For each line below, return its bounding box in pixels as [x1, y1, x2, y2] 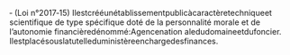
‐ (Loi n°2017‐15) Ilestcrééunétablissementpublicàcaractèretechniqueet [9, 8, 273, 18]
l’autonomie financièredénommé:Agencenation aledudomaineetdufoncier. [9, 27, 282, 36]
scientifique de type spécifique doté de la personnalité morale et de [9, 17, 261, 27]
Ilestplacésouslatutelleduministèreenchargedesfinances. [9, 35, 219, 46]
